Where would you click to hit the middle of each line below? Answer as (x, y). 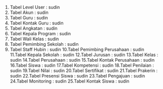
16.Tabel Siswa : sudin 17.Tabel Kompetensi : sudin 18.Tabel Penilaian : (82, 65)
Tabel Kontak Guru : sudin (37, 23)
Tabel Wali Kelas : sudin (34, 39)
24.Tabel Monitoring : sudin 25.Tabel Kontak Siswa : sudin (69, 81)
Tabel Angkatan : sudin (34, 28)
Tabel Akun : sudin (29, 12)
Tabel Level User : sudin (35, 7)
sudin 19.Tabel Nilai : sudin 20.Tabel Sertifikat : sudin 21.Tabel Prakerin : (84, 71)
